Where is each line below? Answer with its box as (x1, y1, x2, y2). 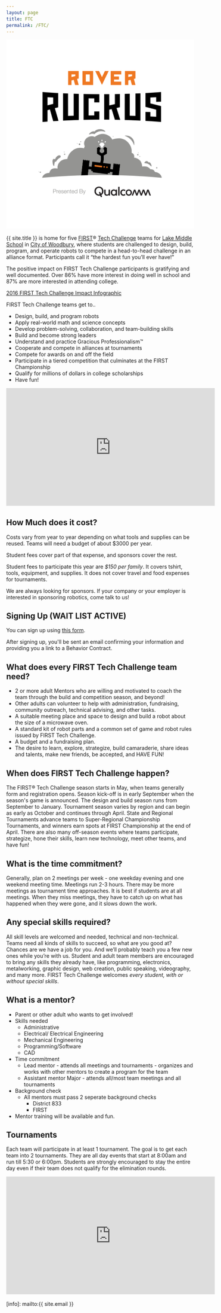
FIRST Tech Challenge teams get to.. (6, 301, 96, 308)
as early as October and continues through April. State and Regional (6, 809, 173, 817)
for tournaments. (6, 575, 48, 583)
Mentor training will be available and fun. (14, 1113, 115, 1120)
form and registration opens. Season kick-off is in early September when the (6, 790, 194, 798)
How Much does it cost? (6, 517, 98, 528)
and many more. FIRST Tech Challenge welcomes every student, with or (6, 971, 183, 978)
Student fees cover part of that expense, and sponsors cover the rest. (6, 551, 178, 559)
